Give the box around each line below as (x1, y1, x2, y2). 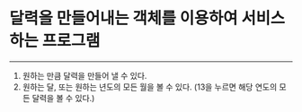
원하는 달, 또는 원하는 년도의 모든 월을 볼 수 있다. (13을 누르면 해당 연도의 (22, 82, 278, 92)
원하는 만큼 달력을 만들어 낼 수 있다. (22, 70, 147, 81)
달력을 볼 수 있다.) (31, 92, 95, 103)
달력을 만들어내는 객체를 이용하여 (9, 8, 238, 29)
